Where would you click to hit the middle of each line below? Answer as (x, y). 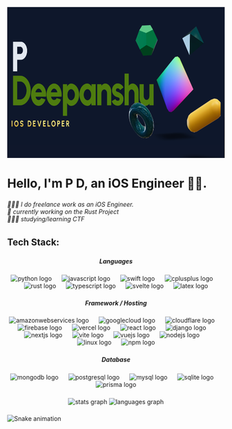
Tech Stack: (33, 242)
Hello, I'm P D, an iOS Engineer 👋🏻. (107, 184)
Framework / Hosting (116, 303)
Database (116, 360)
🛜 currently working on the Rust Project (63, 212)
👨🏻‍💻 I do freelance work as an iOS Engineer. (70, 204)
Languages (116, 261)
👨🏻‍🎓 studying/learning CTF (46, 219)
